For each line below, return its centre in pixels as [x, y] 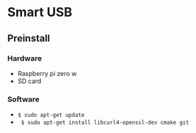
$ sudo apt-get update [51, 115]
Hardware [25, 58]
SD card [29, 81]
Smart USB [40, 12]
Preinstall [29, 38]
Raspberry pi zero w [47, 73]
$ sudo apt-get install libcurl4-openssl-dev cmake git [105, 123]
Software [24, 99]
